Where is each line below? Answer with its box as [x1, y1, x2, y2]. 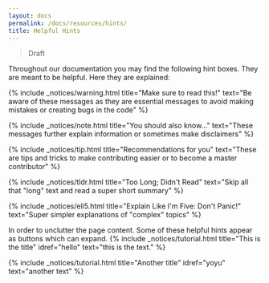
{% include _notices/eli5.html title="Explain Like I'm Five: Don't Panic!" [8, 201, 242, 211]
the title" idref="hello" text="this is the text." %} [8, 242, 166, 253]
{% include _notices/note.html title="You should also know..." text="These [8, 121, 254, 131]
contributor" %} [8, 162, 61, 172]
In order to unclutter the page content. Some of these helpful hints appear [8, 225, 253, 235]
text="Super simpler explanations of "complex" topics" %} [8, 210, 202, 220]
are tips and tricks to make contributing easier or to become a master [8, 153, 238, 163]
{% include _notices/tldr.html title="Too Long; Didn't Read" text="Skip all [8, 177, 249, 187]
